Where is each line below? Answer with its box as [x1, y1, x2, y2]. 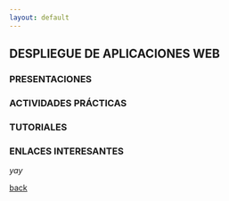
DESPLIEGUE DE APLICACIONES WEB [9, 46, 220, 62]
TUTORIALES [9, 121, 68, 133]
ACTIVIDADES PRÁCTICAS [9, 96, 127, 109]
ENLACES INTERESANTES [9, 145, 125, 157]
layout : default [9, 13, 70, 22]
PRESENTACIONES [9, 72, 92, 85]
